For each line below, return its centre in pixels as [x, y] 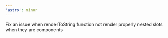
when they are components [34, 30]
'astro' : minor [21, 10]
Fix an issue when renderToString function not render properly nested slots [84, 24]
